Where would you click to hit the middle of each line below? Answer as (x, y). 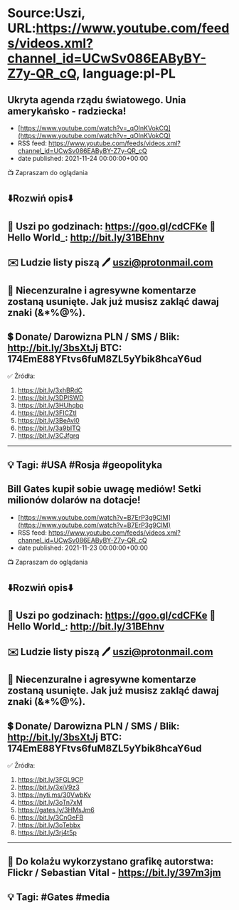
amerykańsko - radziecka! (67, 111)
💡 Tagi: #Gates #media (59, 897)
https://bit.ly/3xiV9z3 (48, 787)
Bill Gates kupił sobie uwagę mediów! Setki (104, 489)
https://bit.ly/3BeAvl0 (48, 421)
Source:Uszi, (46, 13)
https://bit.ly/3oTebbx (49, 825)
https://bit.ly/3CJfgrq (48, 436)
